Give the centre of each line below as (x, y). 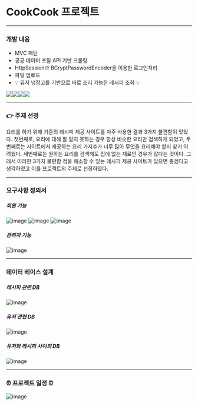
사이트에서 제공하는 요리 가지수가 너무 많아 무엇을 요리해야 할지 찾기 (104, 146)
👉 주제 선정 (22, 116)
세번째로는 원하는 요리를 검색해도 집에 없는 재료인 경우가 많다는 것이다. (104, 154)
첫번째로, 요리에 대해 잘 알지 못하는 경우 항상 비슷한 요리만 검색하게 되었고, (99, 139)
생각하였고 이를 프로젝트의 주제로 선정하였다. (57, 168)
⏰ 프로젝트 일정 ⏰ (30, 383)
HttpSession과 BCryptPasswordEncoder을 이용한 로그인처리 (86, 68)
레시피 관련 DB (23, 287)
